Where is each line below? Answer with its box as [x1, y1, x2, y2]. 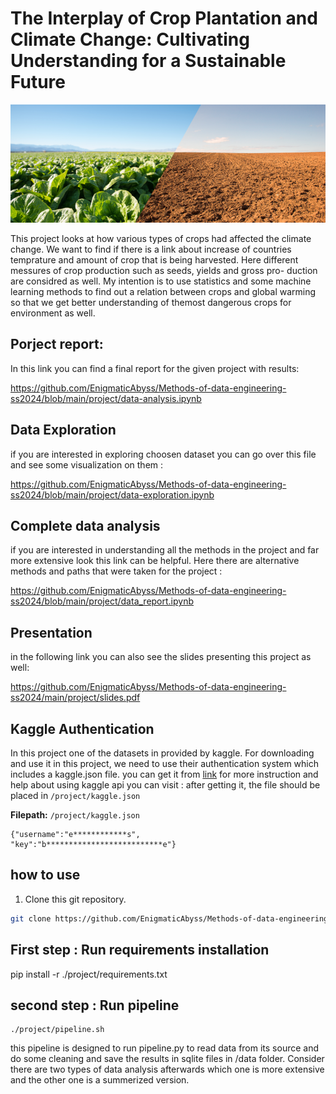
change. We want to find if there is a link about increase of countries [10, 243, 292, 255]
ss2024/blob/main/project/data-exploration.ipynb [10, 488, 215, 501]
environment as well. [10, 307, 96, 319]
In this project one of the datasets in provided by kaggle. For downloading [10, 747, 315, 759]
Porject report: [10, 336, 104, 353]
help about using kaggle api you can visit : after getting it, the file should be [10, 779, 321, 791]
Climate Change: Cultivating [10, 28, 250, 51]
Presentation [10, 624, 93, 641]
